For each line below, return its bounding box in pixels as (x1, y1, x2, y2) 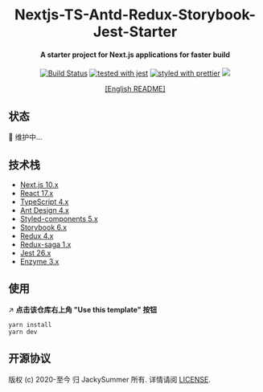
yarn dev (8, 328, 38, 336)
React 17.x (19, 189, 54, 198)
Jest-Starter (92, 22, 178, 41)
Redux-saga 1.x (19, 239, 72, 250)
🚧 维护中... (8, 133, 43, 142)
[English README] (104, 84, 166, 94)
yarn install (8, 321, 52, 329)
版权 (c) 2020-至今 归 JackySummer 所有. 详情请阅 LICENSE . (8, 374, 211, 384)
